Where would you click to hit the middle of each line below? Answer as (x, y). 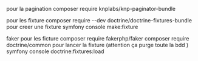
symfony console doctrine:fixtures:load (55, 51)
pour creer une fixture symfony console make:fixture (72, 27)
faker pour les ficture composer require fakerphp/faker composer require (98, 38)
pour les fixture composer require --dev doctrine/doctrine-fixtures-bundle (99, 20)
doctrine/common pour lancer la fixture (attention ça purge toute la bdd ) (97, 45)
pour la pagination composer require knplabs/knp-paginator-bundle (91, 9)
